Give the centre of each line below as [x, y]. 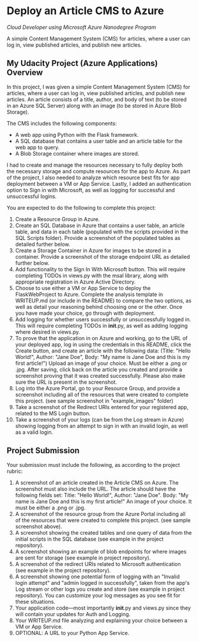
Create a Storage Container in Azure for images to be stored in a [93, 250]
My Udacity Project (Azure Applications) [82, 63]
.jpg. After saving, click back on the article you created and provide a [99, 369]
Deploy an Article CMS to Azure [85, 11]
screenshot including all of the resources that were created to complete [102, 394]
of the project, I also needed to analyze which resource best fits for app [93, 177]
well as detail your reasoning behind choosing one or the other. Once [99, 307]
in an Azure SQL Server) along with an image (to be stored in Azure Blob [94, 106]
